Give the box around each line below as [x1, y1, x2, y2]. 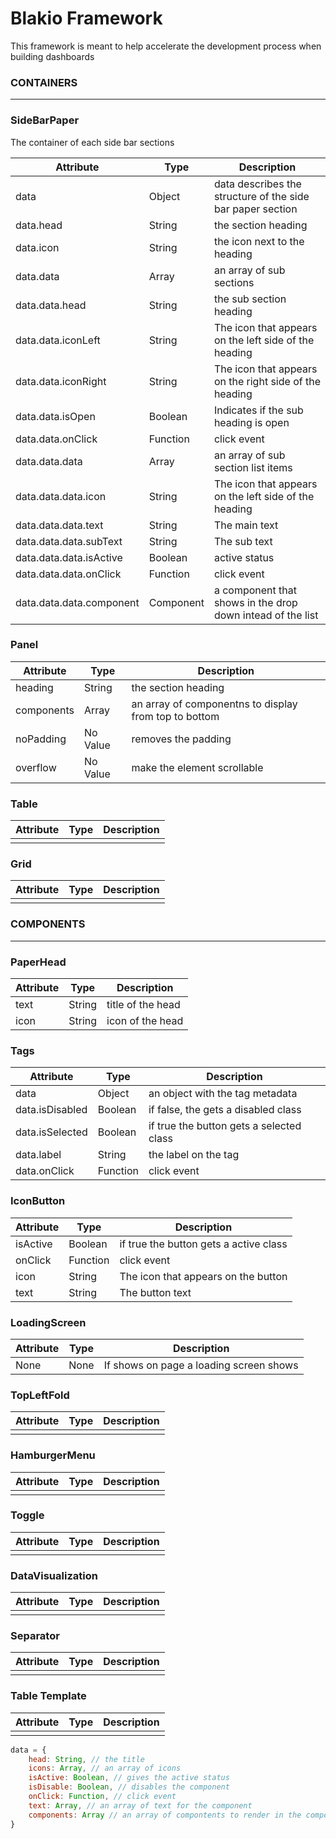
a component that [213, 583, 297, 597]
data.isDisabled [15, 1103, 88, 1117]
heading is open [213, 415, 290, 429]
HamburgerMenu [10, 1448, 96, 1462]
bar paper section [213, 202, 298, 216]
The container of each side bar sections [10, 136, 175, 148]
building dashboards [10, 50, 95, 62]
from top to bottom [131, 709, 220, 723]
